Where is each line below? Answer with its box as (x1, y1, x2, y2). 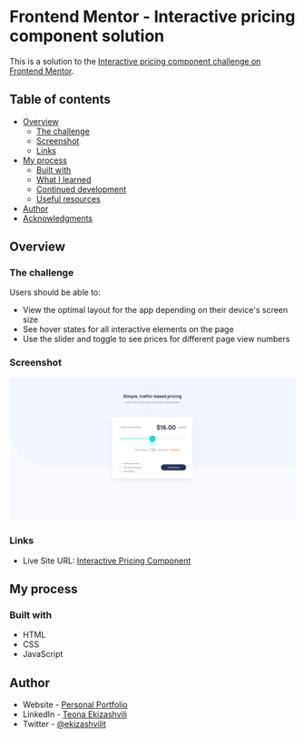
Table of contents (9, 92, 111, 107)
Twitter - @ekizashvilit (22, 719, 107, 730)
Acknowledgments (22, 212, 93, 224)
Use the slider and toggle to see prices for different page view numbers (22, 334, 290, 345)
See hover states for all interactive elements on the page (22, 324, 234, 335)
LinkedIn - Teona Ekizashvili (22, 709, 127, 720)
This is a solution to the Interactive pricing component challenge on (9, 56, 261, 66)
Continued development (35, 184, 127, 195)
